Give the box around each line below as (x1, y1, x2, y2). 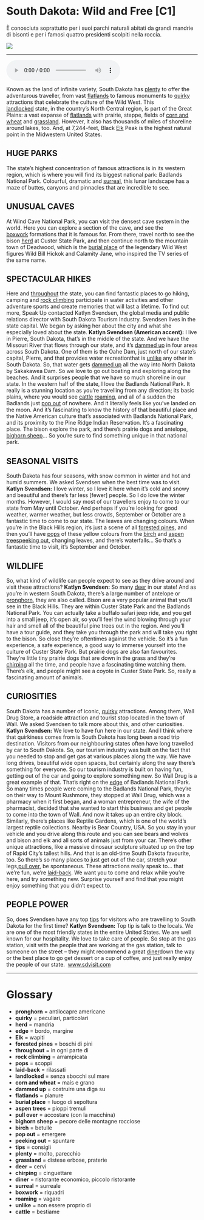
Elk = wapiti (15, 1033, 45, 1041)
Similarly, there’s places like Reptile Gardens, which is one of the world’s (6, 817, 186, 824)
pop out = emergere (15, 1130, 66, 1137)
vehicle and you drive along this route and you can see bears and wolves (6, 830, 189, 837)
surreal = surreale (15, 1182, 61, 1189)
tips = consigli (15, 1143, 52, 1151)
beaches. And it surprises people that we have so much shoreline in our (6, 374, 186, 381)
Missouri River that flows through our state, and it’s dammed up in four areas (6, 341, 198, 349)
